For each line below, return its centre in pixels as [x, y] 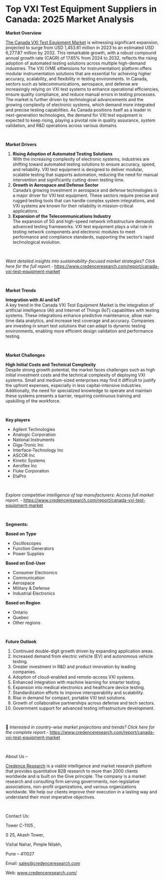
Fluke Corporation [31, 471]
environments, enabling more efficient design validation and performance [79, 331]
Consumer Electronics [35, 572]
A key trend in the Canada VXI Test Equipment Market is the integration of [80, 305]
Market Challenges [25, 355]
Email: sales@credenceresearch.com [43, 863]
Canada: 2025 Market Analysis [70, 19]
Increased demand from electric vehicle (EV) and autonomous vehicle [83, 656]
